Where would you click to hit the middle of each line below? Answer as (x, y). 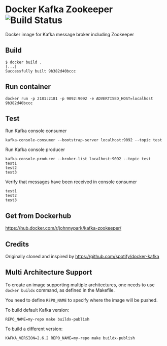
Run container (28, 87)
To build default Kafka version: (37, 310)
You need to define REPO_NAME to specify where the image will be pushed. (81, 300)
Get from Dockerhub (38, 216)
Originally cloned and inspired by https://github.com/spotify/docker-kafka (82, 256)
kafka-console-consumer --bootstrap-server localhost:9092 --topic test (84, 140)
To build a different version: (34, 329)
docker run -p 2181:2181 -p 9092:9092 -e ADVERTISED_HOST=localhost (79, 98)
